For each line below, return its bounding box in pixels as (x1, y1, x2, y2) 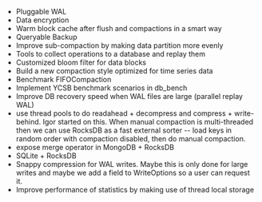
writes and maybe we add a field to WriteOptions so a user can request (15, 168, 250, 177)
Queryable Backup (15, 32, 77, 42)
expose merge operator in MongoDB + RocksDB (15, 143, 175, 152)
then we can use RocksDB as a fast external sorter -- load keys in (15, 125, 232, 135)
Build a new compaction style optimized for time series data (15, 66, 213, 75)
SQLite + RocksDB (15, 151, 77, 160)
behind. (15, 117, 42, 126)
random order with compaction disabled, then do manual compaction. (15, 134, 246, 143)
